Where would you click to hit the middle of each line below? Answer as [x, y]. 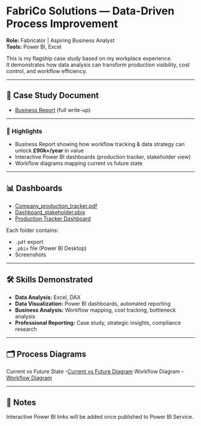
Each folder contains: [32, 230]
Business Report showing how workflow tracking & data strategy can [100, 144]
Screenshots [31, 254]
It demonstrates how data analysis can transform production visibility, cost [98, 65]
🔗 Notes [21, 402]
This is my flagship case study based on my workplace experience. [89, 58]
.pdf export [29, 241]
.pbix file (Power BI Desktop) [51, 248]
